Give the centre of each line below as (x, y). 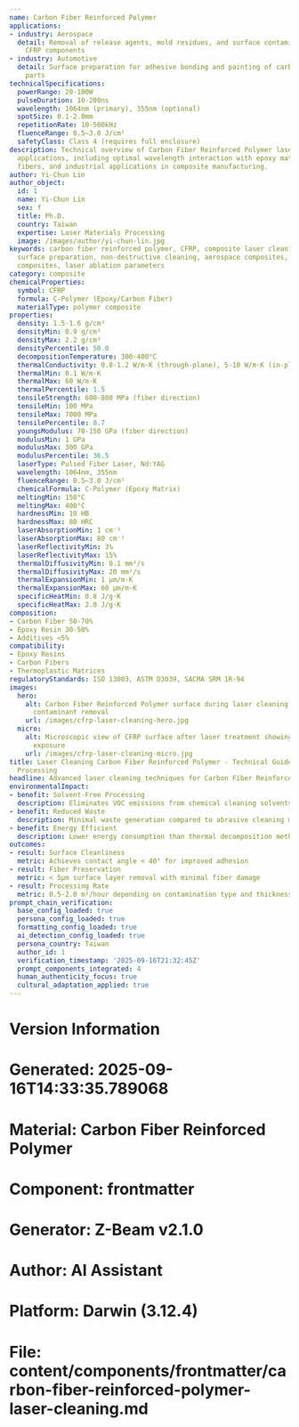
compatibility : (37, 646)
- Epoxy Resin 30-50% (49, 629)
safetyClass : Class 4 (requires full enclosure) (109, 141)
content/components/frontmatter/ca (148, 1371)
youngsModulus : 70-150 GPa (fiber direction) (103, 431)
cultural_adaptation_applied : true (83, 985)
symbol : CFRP (41, 290)
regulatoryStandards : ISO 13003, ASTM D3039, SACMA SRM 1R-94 (127, 679)
